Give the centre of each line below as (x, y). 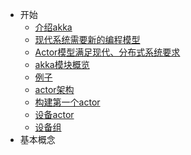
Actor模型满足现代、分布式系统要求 (107, 52)
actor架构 (54, 89)
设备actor (54, 114)
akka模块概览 (62, 64)
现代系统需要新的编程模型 (87, 39)
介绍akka (53, 27)
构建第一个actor (67, 102)
